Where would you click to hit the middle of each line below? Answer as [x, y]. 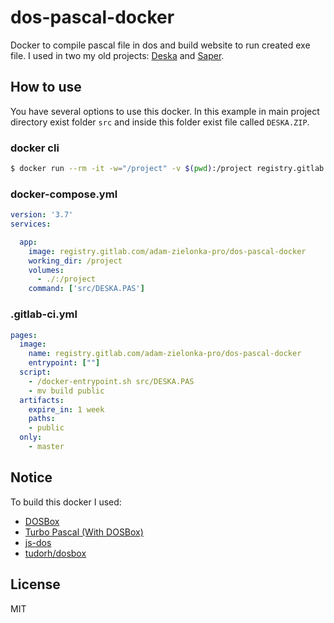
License [35, 584]
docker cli [35, 148]
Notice [31, 477]
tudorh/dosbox [55, 553]
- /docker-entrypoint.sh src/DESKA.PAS [111, 381]
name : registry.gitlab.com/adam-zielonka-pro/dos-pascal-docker [165, 354]
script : [35, 372]
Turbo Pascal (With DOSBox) [84, 532]
